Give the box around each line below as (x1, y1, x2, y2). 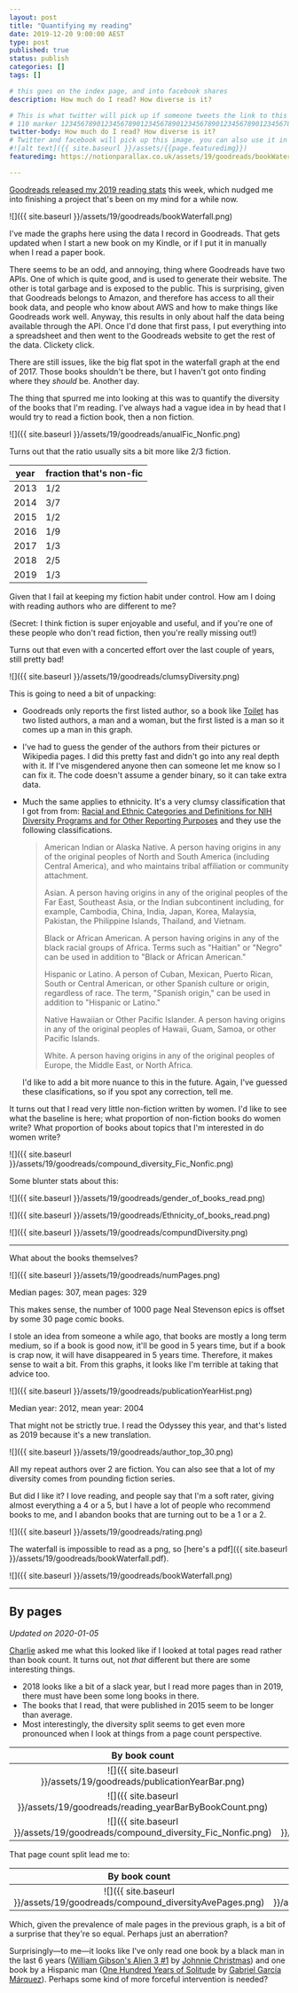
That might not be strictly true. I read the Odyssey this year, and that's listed (9, 1420, 287, 1431)
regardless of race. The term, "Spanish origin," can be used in (43, 987, 271, 998)
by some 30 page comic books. (9, 1314, 125, 1324)
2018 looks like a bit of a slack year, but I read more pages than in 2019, (21, 1681, 284, 1691)
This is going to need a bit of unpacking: (9, 688, 157, 699)
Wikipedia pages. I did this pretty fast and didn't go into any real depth (21, 750, 279, 761)
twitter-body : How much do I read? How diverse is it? (9, 128, 216, 137)
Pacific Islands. (43, 1032, 100, 1043)
